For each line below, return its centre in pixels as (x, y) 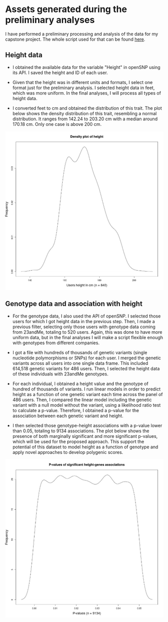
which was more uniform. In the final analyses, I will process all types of (87, 93)
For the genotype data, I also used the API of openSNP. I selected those (87, 316)
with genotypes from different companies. (56, 343)
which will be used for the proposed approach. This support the (78, 441)
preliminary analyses (50, 20)
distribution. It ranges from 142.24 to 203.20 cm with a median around (85, 119)
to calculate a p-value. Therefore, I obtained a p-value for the (76, 410)
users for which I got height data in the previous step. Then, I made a (84, 321)
